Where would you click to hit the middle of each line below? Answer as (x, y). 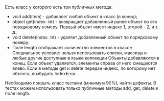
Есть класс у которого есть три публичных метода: (59, 7)
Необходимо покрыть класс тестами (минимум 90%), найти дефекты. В (81, 83)
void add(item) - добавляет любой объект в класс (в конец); (75, 16)
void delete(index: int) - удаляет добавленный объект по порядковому (85, 37)
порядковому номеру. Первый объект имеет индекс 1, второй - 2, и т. (85, 27)
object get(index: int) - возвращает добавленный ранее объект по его (85, 22)
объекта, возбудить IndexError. (44, 73)
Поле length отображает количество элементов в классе (72, 48)
